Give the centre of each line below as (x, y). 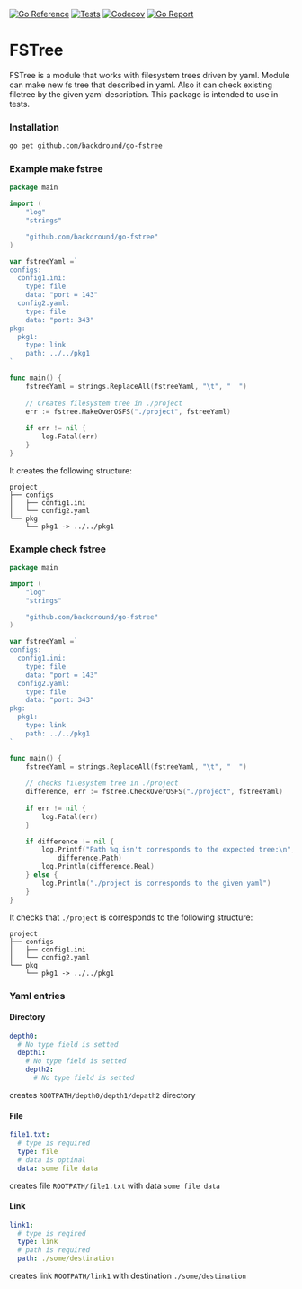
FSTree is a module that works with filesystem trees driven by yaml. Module (150, 75)
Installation (35, 127)
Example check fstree (58, 549)
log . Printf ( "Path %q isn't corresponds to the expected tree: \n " (167, 850)
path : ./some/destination (66, 1259)
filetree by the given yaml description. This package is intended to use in (144, 94)
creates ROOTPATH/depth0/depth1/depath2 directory (102, 1095)
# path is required (54, 1250)
